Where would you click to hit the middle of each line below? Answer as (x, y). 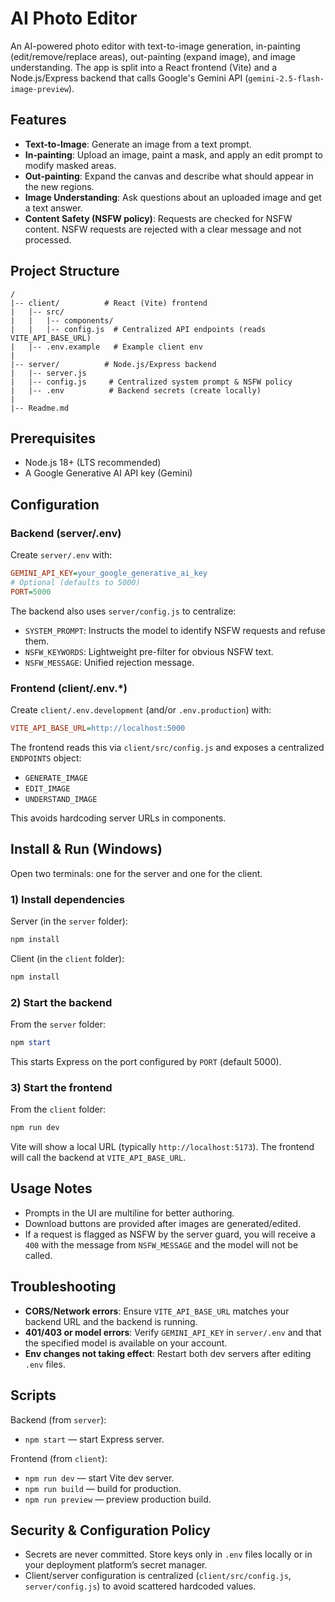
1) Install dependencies (67, 899)
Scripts (33, 1395)
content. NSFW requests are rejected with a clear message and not (163, 229)
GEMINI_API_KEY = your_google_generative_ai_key (109, 573)
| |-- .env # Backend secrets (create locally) (136, 390)
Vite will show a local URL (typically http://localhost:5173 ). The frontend (162, 1147)
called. (38, 1255)
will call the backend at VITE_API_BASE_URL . (98, 1158)
